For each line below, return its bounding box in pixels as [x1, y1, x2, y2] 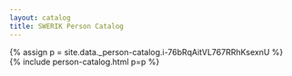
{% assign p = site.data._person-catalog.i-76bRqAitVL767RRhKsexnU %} [9, 46, 284, 57]
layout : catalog [9, 13, 71, 23]
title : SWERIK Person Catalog [9, 22, 125, 31]
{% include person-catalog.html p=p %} [9, 56, 160, 67]
